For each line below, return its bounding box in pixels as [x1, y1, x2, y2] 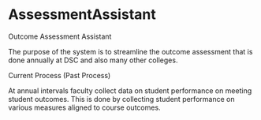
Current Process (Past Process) [8, 70, 111, 80]
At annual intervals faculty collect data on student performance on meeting [8, 85, 252, 96]
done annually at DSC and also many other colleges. [8, 55, 178, 65]
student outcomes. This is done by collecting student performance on [8, 94, 235, 103]
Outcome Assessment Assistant [8, 32, 112, 41]
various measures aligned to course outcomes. [8, 103, 161, 112]
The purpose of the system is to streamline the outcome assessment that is [8, 47, 253, 56]
